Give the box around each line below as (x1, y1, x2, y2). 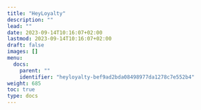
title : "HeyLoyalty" (7, 10, 67, 17)
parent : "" (19, 67, 51, 74)
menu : (7, 55, 23, 61)
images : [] (7, 49, 38, 55)
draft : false (7, 42, 45, 49)
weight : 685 (7, 80, 41, 87)
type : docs (7, 93, 38, 100)
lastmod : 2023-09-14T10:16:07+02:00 (7, 36, 112, 42)
